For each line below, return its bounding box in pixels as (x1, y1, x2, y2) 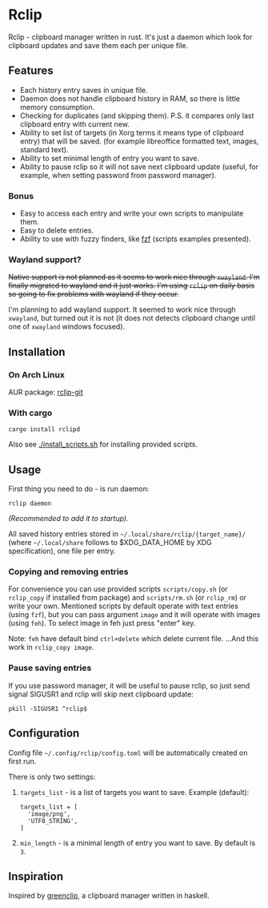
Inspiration (8, 870, 64, 883)
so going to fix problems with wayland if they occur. (8, 289, 179, 299)
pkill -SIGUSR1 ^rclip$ (8, 704, 88, 712)
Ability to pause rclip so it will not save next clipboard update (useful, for (19, 162, 258, 172)
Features (8, 64, 54, 78)
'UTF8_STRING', (27, 817, 78, 825)
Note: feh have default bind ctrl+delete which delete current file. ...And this (8, 634, 259, 644)
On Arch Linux (8, 369, 66, 380)
